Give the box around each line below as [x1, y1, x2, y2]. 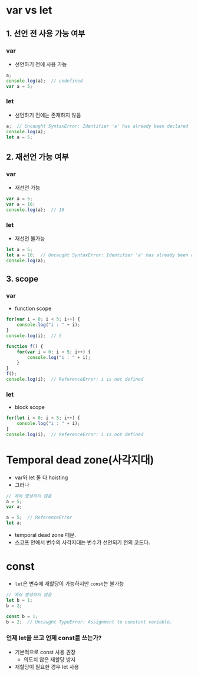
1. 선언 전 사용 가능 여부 [6, 28, 85, 38]
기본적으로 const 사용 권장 [14, 648, 76, 655]
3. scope [6, 274, 39, 284]
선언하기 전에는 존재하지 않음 [14, 111, 81, 118]
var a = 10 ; [6, 201, 35, 207]
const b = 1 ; [6, 614, 38, 619]
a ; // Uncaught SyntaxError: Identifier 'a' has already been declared [6, 123, 189, 129]
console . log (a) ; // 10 [6, 207, 65, 213]
